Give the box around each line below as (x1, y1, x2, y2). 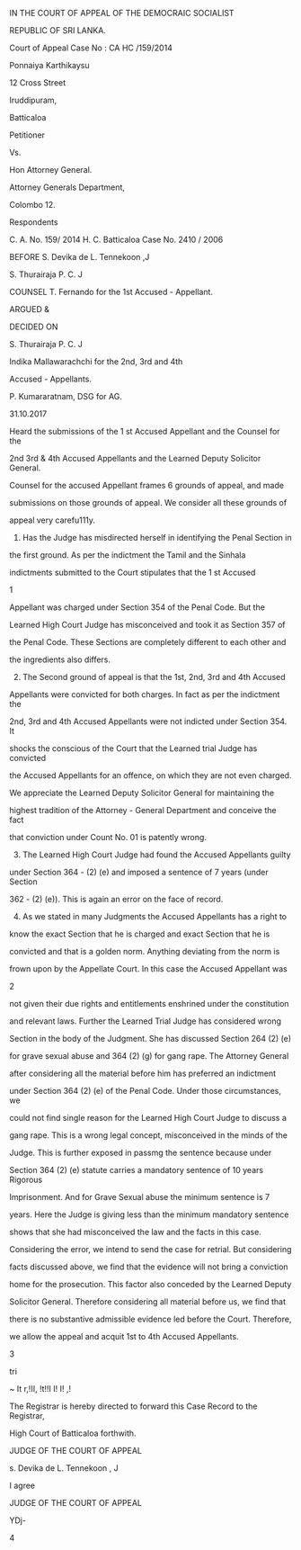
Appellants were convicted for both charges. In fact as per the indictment (9, 689, 280, 700)
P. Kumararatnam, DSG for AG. (9, 391, 123, 401)
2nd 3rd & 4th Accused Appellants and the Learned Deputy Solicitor (9, 453, 261, 463)
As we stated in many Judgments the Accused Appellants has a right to (22, 911, 288, 921)
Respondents (9, 217, 58, 228)
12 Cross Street (9, 77, 66, 88)
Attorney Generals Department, (9, 182, 126, 193)
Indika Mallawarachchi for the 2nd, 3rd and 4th (9, 356, 183, 367)
